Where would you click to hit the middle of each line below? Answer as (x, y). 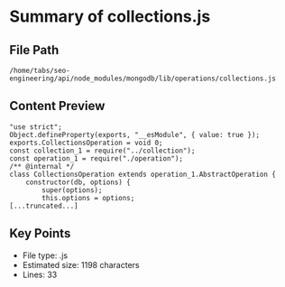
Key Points (40, 233)
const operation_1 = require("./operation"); (96, 158)
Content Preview (57, 106)
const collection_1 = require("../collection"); (102, 151)
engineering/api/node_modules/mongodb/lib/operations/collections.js (143, 79)
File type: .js (45, 255)
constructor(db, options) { (78, 182)
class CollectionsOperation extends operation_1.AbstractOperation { (143, 174)
